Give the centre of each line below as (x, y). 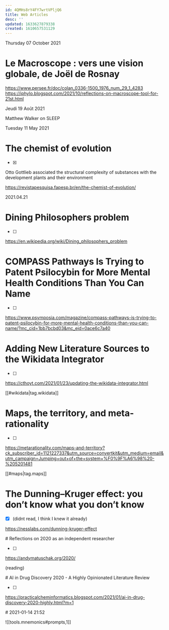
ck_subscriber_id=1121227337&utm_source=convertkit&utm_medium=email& (84, 453)
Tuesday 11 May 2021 (27, 128)
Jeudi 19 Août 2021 (25, 108)
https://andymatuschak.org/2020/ (40, 558)
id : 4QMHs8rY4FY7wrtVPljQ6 (33, 10)
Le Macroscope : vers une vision (74, 63)
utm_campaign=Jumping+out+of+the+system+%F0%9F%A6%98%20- (80, 458)
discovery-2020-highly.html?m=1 (39, 602)
